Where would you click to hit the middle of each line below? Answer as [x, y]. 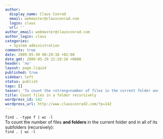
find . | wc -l [20, 132]
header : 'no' [18, 63]
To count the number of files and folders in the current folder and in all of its [81, 122]
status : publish [21, 81]
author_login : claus [26, 37]
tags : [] [14, 86]
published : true [21, 73]
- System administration [34, 46]
